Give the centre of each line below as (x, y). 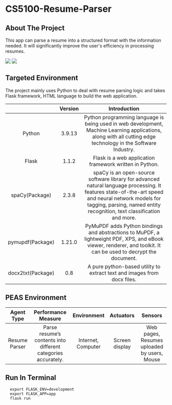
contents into (50, 340)
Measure (50, 319)
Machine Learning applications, (124, 130)
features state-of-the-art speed (124, 192)
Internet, (89, 340)
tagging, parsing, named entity (124, 205)
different (50, 346)
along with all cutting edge (124, 136)
